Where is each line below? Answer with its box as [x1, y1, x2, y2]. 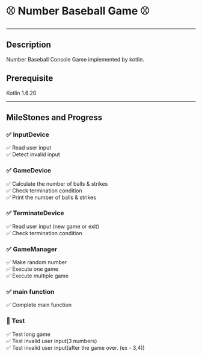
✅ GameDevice [6, 166, 52, 175]
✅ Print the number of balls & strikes [6, 194, 96, 201]
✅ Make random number [6, 259, 67, 266]
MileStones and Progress [6, 112, 103, 122]
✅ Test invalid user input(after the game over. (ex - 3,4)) [6, 344, 145, 351]
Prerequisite [6, 73, 54, 84]
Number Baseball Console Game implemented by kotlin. [6, 55, 144, 63]
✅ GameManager [6, 245, 58, 253]
